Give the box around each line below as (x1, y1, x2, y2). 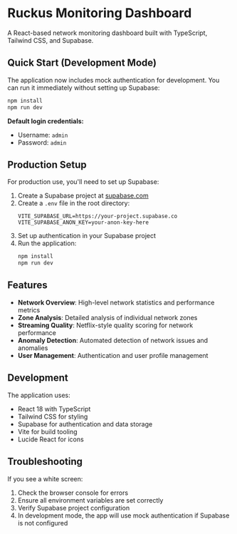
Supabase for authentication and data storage (17, 419, 153, 428)
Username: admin (17, 130, 68, 139)
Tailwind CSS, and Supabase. (7, 36, 94, 44)
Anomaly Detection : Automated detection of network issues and (17, 336, 209, 344)
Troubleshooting (7, 456, 83, 468)
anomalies (17, 344, 48, 352)
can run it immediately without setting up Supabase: (7, 83, 160, 92)
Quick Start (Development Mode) (7, 57, 157, 69)
